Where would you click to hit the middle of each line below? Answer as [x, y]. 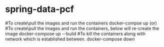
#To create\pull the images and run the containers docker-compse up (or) [81, 23]
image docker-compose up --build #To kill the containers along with [75, 33]
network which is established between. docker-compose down [70, 39]
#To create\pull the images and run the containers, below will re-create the [82, 28]
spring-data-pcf [39, 9]
